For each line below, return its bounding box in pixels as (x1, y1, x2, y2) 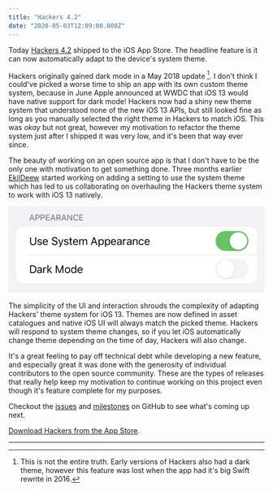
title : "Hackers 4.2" (8, 13, 82, 21)
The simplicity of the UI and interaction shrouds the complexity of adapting (8, 301, 259, 311)
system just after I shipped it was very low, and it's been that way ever (8, 131, 244, 141)
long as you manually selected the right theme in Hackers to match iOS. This (8, 114, 264, 124)
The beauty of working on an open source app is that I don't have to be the (8, 155, 260, 166)
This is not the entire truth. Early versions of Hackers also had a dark (19, 456, 250, 467)
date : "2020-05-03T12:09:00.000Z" (8, 21, 126, 30)
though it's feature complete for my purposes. (8, 385, 162, 395)
